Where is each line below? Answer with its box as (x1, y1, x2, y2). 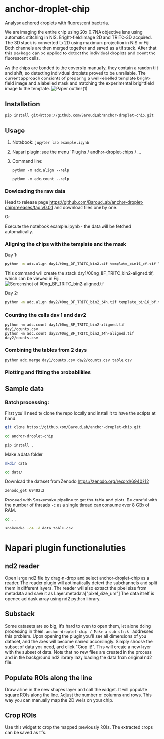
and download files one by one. (54, 204, 118, 210)
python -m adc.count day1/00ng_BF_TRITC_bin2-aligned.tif (5, 322, 125, 327)
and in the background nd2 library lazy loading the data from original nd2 (5, 654, 152, 660)
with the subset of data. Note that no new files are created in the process (5, 649, 152, 655)
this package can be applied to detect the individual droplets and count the (5, 50, 156, 56)
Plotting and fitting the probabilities (5, 369, 91, 376)
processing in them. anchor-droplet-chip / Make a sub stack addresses (5, 628, 154, 634)
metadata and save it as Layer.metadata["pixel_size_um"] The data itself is (5, 590, 155, 596)
